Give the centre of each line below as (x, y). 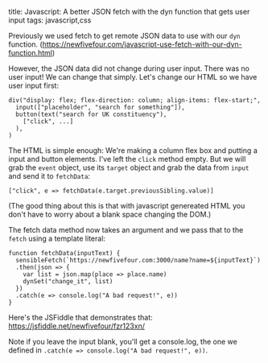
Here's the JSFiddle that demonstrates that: (80, 318)
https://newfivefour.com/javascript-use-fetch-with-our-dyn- (142, 44)
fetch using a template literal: (57, 238)
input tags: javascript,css (50, 20)
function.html (30, 53)
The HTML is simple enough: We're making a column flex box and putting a (133, 151)
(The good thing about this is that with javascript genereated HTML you (127, 206)
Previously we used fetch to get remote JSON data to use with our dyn (124, 36)
